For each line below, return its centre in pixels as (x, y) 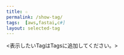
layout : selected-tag (33, 28)
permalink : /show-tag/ (34, 17)
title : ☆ (17, 12)
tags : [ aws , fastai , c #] (36, 22)
